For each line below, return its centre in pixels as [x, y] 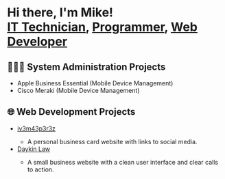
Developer [37, 42]
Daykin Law [34, 149]
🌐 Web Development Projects [71, 112]
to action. [40, 169]
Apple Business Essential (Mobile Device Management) [95, 83]
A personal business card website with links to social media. [112, 141]
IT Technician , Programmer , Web [102, 27]
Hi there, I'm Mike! [60, 13]
